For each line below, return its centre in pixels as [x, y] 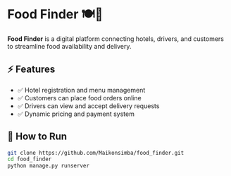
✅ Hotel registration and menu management [81, 90]
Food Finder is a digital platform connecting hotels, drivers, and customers [115, 39]
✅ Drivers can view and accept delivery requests [88, 106]
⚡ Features [31, 70]
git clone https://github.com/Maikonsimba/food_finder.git [96, 153]
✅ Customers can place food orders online [80, 98]
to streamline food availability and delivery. [69, 46]
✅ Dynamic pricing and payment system [76, 114]
